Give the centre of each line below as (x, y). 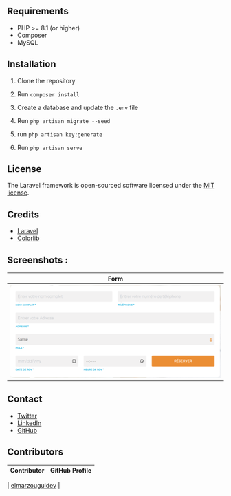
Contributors (35, 452)
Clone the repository (46, 80)
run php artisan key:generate (60, 134)
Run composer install (48, 94)
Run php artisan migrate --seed (64, 120)
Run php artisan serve (49, 147)
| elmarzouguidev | (34, 485)
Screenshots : (38, 260)
